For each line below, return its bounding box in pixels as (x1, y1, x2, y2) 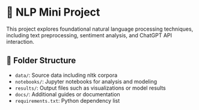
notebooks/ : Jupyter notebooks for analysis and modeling (14, 78, 158, 85)
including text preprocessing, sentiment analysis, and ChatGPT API (6, 31, 173, 38)
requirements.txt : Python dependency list (14, 97, 120, 104)
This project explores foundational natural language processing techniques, (6, 25, 194, 32)
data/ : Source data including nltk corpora (14, 72, 118, 79)
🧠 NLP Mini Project (6, 5, 100, 19)
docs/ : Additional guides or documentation (14, 90, 120, 98)
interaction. (6, 38, 35, 45)
